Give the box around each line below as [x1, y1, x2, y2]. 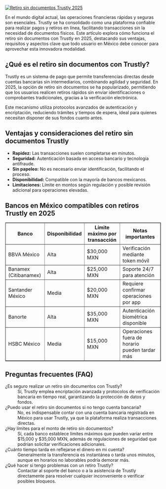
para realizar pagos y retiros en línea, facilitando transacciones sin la [5, 25, 145, 31]
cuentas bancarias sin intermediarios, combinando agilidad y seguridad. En [5, 78, 159, 84]
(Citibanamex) [8, 272, 41, 279]
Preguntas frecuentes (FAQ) [5, 370, 93, 378]
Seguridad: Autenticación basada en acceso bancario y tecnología [12, 155, 149, 161]
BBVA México [8, 251, 40, 258]
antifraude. [12, 160, 35, 166]
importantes [125, 233, 155, 240]
